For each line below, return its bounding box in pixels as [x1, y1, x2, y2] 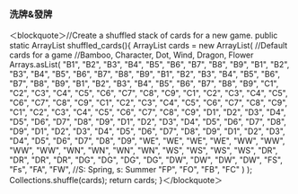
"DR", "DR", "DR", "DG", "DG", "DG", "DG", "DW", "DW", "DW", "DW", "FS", [9, 154, 283, 165]
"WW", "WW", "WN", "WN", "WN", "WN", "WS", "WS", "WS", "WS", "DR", [9, 145, 278, 156]
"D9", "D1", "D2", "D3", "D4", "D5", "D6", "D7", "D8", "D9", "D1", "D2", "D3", [9, 126, 285, 137]
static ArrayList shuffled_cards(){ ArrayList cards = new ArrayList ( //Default [9, 40, 288, 51]
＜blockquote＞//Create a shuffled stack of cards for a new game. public [9, 30, 278, 41]
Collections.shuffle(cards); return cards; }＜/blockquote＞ [9, 175, 223, 186]
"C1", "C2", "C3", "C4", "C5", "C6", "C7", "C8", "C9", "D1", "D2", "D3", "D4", [9, 107, 286, 118]
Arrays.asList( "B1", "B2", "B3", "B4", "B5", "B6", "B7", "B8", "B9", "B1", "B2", [9, 59, 290, 70]
